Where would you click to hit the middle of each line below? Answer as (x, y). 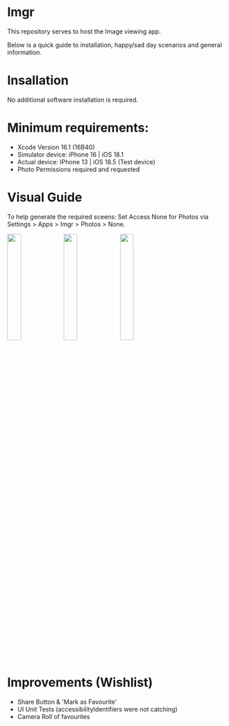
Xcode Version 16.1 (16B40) (56, 147)
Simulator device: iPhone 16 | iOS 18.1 (70, 155)
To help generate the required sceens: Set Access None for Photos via (108, 216)
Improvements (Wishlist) (80, 682)
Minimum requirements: (78, 128)
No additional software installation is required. (73, 100)
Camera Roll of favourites (53, 716)
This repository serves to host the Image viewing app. (84, 31)
